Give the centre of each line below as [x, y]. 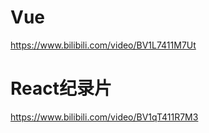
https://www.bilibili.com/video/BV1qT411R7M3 [104, 117]
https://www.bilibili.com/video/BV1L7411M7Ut [103, 45]
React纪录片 [61, 88]
